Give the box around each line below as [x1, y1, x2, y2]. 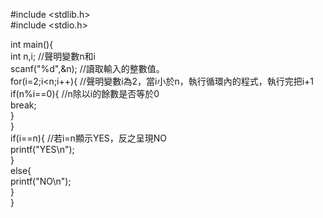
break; [10, 99, 37, 111]
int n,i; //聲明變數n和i [10, 50, 96, 62]
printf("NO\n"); [10, 175, 72, 187]
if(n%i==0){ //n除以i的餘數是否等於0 [10, 88, 160, 99]
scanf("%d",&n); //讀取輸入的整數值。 [10, 63, 165, 74]
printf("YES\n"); [10, 144, 75, 155]
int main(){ [10, 39, 54, 50]
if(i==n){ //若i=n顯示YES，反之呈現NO [10, 132, 168, 144]
